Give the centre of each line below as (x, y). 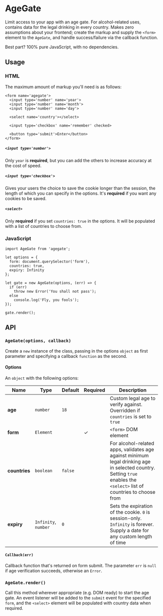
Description (133, 390)
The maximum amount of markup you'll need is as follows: (63, 87)
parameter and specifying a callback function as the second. (66, 356)
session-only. (126, 518)
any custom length (131, 536)
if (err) (18, 287)
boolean (43, 471)
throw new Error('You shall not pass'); (55, 291)
